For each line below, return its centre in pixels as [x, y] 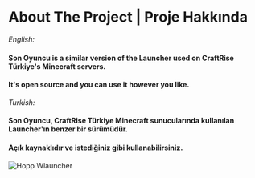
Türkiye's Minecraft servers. [57, 66]
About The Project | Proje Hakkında [128, 17]
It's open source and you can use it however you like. [99, 85]
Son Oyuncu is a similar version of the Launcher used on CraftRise [121, 58]
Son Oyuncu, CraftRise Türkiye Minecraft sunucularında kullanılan [121, 121]
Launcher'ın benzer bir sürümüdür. [68, 129]
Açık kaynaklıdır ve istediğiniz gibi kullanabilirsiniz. [96, 148]
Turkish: [22, 102]
